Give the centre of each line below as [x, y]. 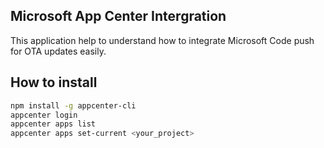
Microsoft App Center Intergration [118, 16]
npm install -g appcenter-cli [73, 105]
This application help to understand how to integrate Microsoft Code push [162, 40]
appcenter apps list [53, 124]
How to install [54, 82]
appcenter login [44, 115]
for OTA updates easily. [58, 51]
